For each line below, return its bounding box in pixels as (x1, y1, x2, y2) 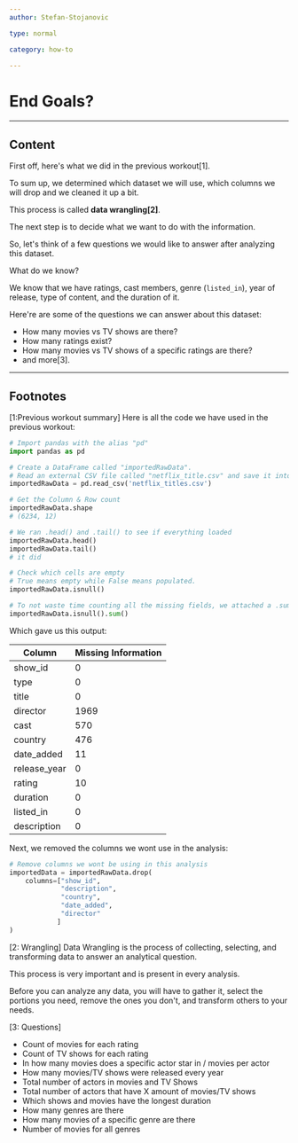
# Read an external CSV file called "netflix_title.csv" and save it (9, 471, 272, 480)
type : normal (9, 28, 58, 38)
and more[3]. (21, 355, 71, 365)
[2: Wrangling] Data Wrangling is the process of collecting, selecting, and (9, 942, 277, 952)
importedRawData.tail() (9, 544, 98, 553)
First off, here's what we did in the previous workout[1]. (9, 160, 211, 171)
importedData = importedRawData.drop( (9, 868, 153, 877)
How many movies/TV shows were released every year (21, 1067, 224, 1077)
